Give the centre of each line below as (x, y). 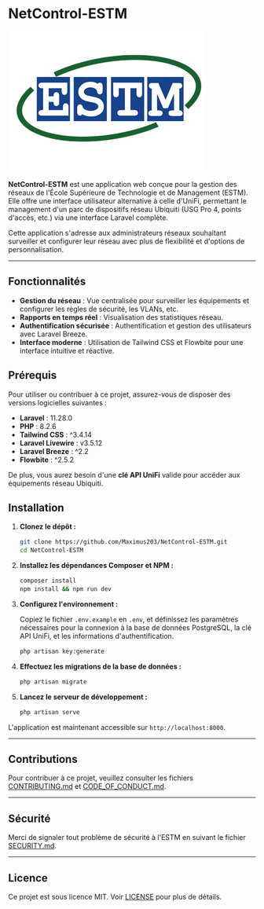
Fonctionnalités (47, 282)
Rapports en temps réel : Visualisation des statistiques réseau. (121, 317)
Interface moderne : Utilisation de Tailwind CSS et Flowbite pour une (131, 342)
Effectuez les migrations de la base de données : (101, 666)
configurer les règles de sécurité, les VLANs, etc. (99, 309)
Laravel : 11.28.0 (46, 418)
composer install (48, 581)
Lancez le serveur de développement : (83, 697)
